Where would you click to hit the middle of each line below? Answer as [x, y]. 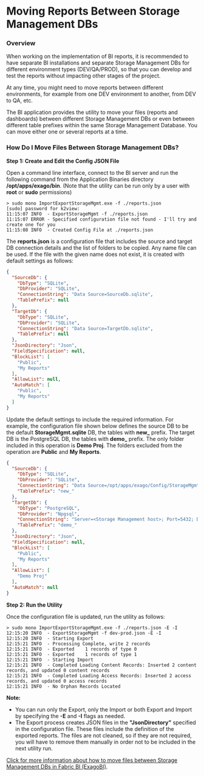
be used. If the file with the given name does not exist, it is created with [96, 254]
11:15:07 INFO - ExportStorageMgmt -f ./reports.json [77, 214]
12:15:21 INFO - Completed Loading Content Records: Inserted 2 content [102, 665]
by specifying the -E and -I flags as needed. [70, 716]
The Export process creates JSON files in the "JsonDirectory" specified [105, 722]
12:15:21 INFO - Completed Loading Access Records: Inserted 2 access [99, 675]
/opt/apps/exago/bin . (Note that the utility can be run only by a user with [98, 185]
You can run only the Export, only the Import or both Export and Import [104, 709]
